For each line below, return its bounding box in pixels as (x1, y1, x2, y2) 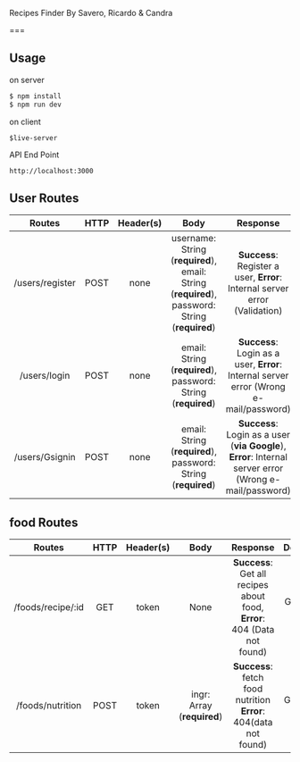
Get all (239, 567, 267, 580)
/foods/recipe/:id (13, 601, 85, 614)
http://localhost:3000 (9, 166, 94, 175)
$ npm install (9, 91, 62, 101)
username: (171, 232, 217, 245)
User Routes (9, 190, 79, 205)
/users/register (13, 277, 76, 289)
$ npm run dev (9, 100, 62, 109)
